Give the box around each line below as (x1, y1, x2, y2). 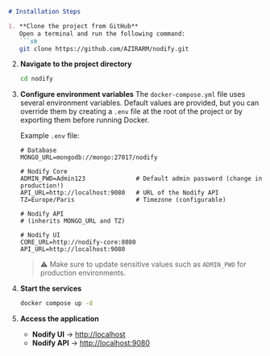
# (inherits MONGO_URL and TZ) (19, 217, 126, 225)
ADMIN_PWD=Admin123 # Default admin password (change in (19, 174, 263, 183)
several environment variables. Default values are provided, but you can (19, 98, 260, 108)
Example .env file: (19, 131, 80, 140)
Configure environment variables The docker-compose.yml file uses (19, 90, 246, 99)
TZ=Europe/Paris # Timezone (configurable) (19, 196, 226, 204)
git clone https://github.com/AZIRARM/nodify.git (19, 44, 189, 52)
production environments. (39, 268, 127, 278)
